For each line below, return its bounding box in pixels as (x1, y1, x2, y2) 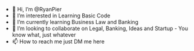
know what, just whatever (11, 31, 76, 38)
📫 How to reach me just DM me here (11, 38, 105, 45)
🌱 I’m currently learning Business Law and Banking (11, 19, 139, 25)
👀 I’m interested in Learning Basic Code (11, 12, 111, 19)
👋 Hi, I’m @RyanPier (11, 6, 62, 13)
